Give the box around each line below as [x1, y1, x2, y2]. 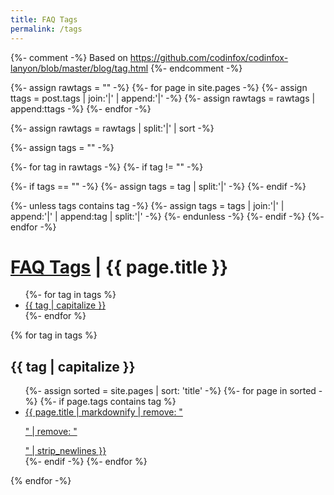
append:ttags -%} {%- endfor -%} [10, 102, 152, 115]
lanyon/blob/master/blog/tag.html [10, 62, 149, 74]
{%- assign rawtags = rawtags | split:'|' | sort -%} [10, 122, 215, 134]
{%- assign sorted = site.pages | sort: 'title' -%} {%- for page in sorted [24, 385, 317, 397]
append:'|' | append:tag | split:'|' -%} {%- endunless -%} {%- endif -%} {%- [10, 210, 325, 222]
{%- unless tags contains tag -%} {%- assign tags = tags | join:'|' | [10, 199, 285, 211]
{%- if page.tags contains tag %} [39, 396, 177, 408]
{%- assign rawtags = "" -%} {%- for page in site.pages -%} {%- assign [10, 81, 308, 93]
